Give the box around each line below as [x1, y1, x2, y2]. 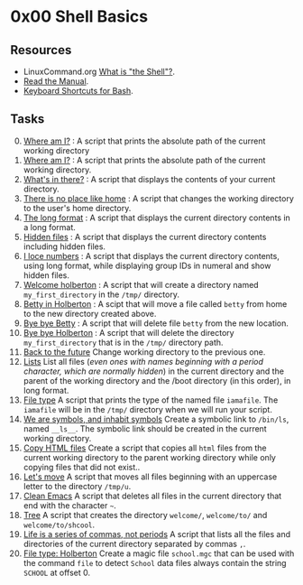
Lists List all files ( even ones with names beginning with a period [23, 356, 264, 367]
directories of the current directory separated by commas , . [23, 538, 246, 549]
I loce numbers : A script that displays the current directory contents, [23, 250, 280, 261]
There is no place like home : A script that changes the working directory [23, 192, 294, 204]
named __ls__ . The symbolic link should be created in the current [23, 422, 267, 434]
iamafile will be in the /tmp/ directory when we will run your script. [23, 404, 273, 414]
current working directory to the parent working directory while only [23, 451, 276, 462]
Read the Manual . [23, 76, 89, 87]
